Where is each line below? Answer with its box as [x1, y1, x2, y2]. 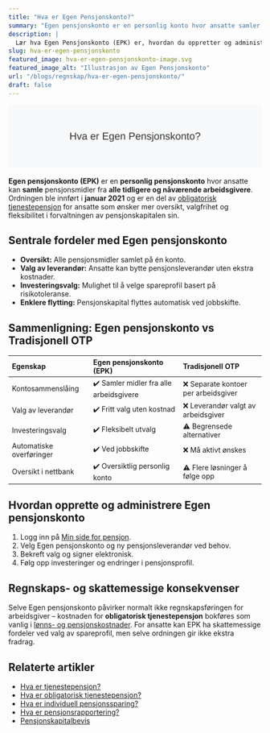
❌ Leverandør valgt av [182, 401, 256, 411]
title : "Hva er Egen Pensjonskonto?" [8, 13, 135, 21]
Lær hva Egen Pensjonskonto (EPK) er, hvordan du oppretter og [15, 39, 231, 47]
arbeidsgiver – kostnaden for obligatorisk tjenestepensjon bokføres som [8, 611, 251, 621]
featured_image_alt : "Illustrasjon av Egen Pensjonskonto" [8, 64, 211, 72]
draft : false [8, 81, 52, 89]
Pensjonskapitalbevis [19, 715, 91, 725]
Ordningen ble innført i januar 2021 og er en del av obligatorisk [8, 193, 217, 203]
